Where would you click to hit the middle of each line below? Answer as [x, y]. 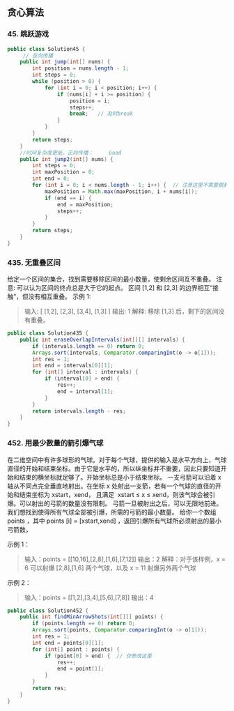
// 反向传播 [38, 55]
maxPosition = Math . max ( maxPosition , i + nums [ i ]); [121, 191]
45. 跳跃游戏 [28, 34]
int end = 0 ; [51, 179]
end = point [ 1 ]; [80, 669]
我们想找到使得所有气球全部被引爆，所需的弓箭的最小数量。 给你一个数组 [112, 512]
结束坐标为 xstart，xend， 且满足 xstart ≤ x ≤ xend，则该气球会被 [114, 494]
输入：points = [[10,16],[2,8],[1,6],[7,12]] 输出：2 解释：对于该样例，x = [125, 559]
